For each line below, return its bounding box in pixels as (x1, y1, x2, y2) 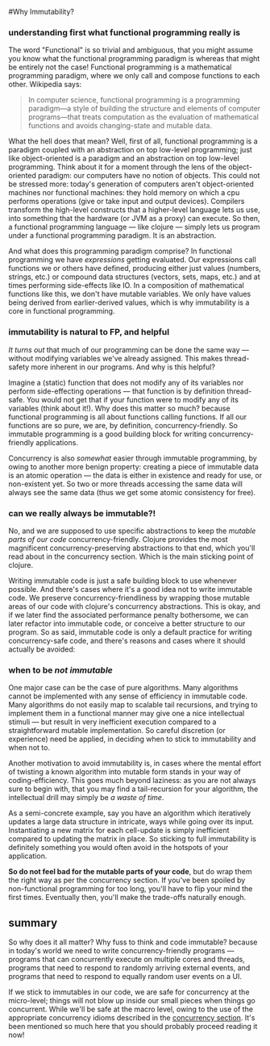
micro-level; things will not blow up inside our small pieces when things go (8, 996, 255, 1005)
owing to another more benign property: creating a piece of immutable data (8, 461, 260, 471)
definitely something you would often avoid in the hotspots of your (8, 843, 229, 852)
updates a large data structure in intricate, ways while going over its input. (8, 817, 255, 827)
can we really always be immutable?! (8, 507, 156, 519)
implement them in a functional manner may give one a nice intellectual (8, 709, 245, 719)
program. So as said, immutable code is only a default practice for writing (8, 627, 252, 636)
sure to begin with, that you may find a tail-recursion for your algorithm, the (8, 784, 259, 794)
